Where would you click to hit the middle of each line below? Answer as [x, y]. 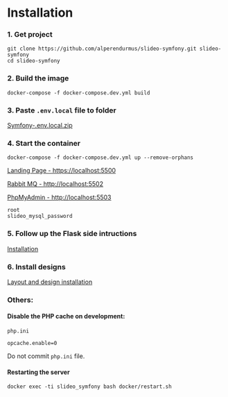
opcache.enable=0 [32, 344]
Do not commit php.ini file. [46, 356]
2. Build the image [38, 78]
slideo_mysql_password [40, 217]
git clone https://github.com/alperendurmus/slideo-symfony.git [102, 49]
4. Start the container [44, 143]
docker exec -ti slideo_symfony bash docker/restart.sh [89, 387]
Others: [20, 300]
